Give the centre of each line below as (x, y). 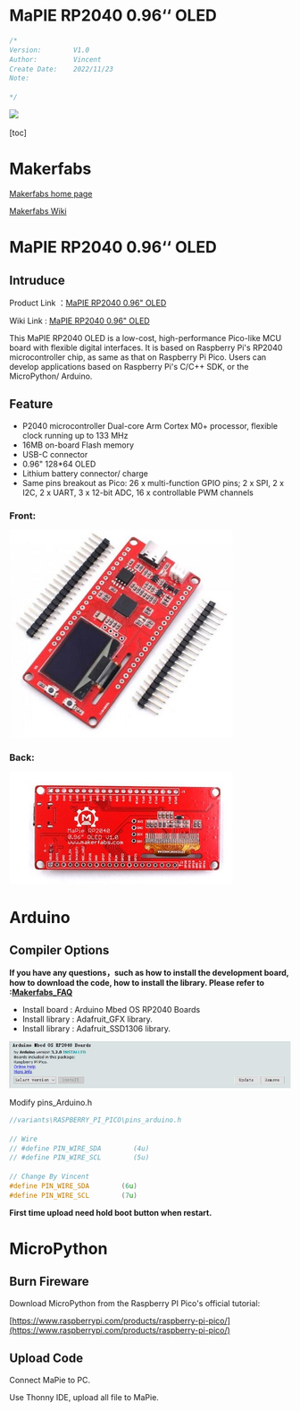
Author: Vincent (55, 59)
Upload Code (46, 1359)
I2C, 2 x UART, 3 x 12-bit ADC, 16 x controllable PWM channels (138, 492)
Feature (31, 404)
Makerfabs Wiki (38, 211)
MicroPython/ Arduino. (51, 376)
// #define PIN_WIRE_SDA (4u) (79, 1148)
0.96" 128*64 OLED (59, 464)
